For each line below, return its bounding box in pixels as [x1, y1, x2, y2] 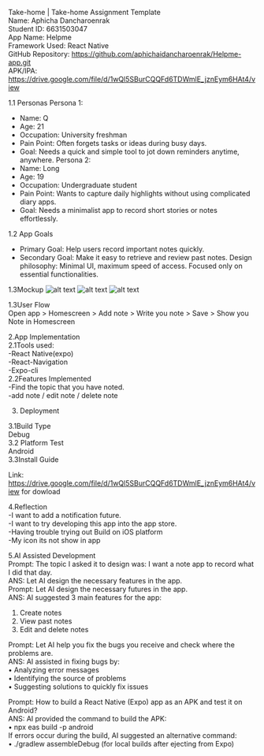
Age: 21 [19, 122, 45, 131]
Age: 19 [19, 172, 45, 181]
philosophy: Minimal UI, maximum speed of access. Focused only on [19, 261, 243, 270]
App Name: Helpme [8, 32, 73, 42]
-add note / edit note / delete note [8, 391, 118, 400]
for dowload [20, 487, 61, 496]
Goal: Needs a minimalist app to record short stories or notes [19, 206, 218, 214]
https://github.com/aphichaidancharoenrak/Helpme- [71, 50, 242, 58]
